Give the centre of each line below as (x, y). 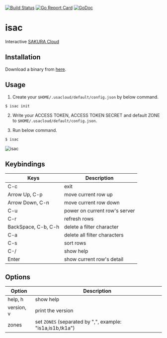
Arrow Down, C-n (29, 203)
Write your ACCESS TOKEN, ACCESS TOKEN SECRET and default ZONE (86, 115)
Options (18, 277)
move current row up (88, 195)
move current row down (92, 203)
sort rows (75, 243)
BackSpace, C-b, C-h (34, 227)
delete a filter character (91, 227)
